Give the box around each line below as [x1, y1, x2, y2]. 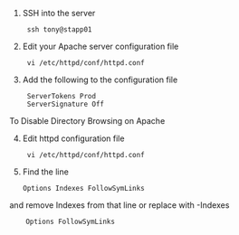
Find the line [22, 166, 70, 177]
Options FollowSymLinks [25, 217, 116, 226]
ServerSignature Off [26, 99, 104, 108]
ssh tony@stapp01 [26, 25, 92, 34]
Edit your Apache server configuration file [22, 41, 179, 52]
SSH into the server [22, 8, 96, 18]
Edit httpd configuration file [22, 133, 125, 144]
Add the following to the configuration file [22, 74, 178, 85]
